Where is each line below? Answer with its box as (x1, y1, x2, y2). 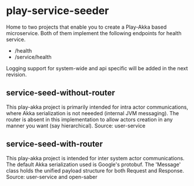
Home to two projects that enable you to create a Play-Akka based (6, 23, 167, 30)
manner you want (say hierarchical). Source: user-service (6, 122, 146, 129)
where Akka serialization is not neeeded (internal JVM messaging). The (6, 109, 179, 116)
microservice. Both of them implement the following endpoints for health (6, 29, 182, 36)
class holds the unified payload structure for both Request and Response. (6, 167, 185, 174)
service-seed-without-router (6, 88, 115, 98)
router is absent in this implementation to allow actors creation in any (6, 116, 173, 123)
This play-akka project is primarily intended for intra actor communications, (6, 104, 189, 111)
